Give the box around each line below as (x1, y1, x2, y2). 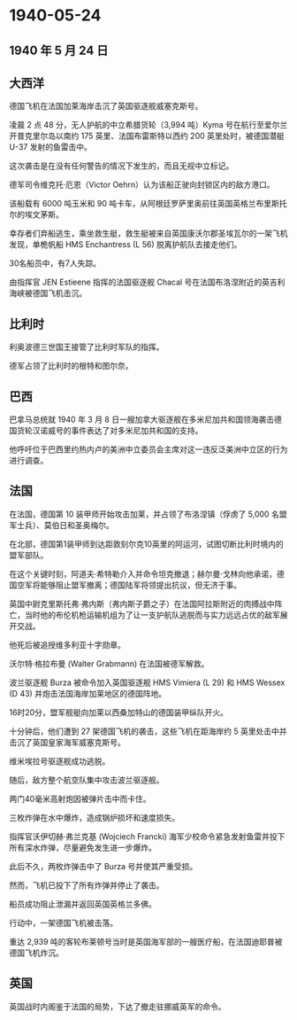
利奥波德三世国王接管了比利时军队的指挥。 (9, 342, 164, 353)
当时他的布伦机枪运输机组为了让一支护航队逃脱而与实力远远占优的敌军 (24, 609, 280, 620)
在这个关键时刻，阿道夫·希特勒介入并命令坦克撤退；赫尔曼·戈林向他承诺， (9, 568, 278, 579)
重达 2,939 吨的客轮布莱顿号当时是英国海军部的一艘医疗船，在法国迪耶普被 (9, 936, 283, 946)
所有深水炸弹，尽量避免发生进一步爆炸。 (9, 842, 156, 853)
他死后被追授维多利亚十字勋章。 (9, 639, 126, 650)
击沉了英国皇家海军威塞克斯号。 (9, 736, 126, 747)
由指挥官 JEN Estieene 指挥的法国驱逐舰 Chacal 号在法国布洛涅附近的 (9, 276, 263, 288)
